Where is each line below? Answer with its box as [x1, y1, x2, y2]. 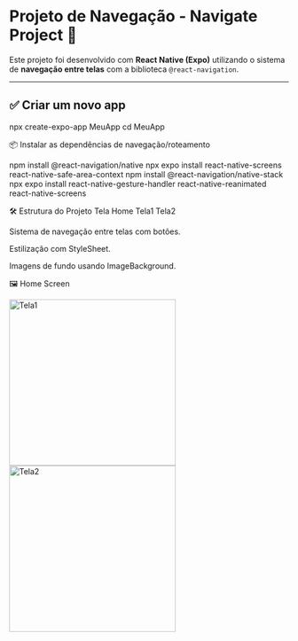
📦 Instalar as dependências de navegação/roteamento [9, 139, 211, 150]
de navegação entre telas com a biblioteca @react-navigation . [9, 64, 239, 74]
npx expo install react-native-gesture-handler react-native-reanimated [9, 178, 267, 189]
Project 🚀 [9, 25, 78, 45]
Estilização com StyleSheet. [9, 243, 111, 254]
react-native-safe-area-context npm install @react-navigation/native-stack [9, 168, 284, 179]
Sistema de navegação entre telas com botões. [9, 226, 181, 237]
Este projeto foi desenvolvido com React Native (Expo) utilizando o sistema [9, 54, 286, 65]
